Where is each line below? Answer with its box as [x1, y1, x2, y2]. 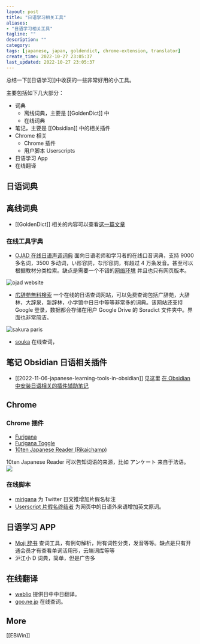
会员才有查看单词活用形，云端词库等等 [20, 547, 115, 554]
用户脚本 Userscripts [23, 147, 75, 154]
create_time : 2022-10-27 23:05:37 [6, 53, 93, 59]
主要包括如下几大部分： [6, 89, 64, 96]
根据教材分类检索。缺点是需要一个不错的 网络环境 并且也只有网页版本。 [14, 267, 190, 274]
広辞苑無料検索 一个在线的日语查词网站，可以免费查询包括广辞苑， [14, 291, 180, 298]
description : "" [6, 37, 47, 43]
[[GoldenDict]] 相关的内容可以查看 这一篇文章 [14, 220, 126, 228]
